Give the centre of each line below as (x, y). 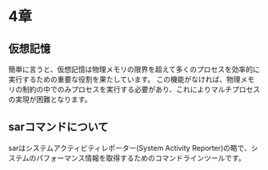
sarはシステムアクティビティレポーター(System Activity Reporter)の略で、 (130, 148)
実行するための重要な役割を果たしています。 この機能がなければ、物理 (125, 79)
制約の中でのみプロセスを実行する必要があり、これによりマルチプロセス (141, 89)
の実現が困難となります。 (50, 99)
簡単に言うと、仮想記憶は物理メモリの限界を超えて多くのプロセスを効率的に (134, 69)
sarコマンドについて (58, 127)
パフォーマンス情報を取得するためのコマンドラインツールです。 (140, 158)
